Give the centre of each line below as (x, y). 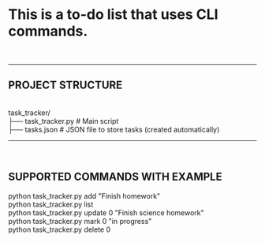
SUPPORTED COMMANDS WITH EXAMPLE (115, 177)
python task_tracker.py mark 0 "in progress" (80, 221)
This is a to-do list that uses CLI (113, 15)
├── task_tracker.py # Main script (63, 121)
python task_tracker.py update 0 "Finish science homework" (106, 212)
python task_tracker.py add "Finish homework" (84, 195)
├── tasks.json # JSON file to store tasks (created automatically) (114, 129)
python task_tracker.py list (51, 204)
